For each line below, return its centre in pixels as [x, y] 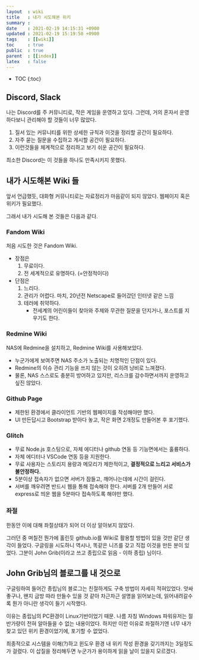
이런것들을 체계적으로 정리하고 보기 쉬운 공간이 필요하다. [80, 147]
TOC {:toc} [28, 79]
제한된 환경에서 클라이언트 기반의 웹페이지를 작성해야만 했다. [85, 413]
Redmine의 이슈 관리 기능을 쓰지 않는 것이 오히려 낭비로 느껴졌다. [90, 368]
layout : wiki [25, 12]
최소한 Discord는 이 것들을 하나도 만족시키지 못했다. [66, 160]
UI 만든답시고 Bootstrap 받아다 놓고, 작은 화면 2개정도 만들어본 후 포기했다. [102, 420]
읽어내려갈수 [178, 596]
